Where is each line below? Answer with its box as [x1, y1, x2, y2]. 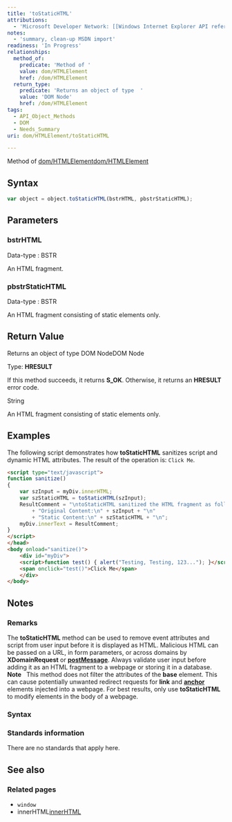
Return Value [7, 331, 64, 343]
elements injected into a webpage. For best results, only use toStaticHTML [7, 685, 221, 693]
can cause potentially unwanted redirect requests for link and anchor [7, 678, 205, 686]
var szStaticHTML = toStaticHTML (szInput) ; [19, 495, 147, 501]
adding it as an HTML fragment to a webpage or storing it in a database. [7, 662, 213, 671]
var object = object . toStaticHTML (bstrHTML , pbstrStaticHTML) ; [7, 195, 193, 202]
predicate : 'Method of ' [19, 61, 91, 68]
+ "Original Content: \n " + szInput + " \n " [32, 507, 156, 515]
